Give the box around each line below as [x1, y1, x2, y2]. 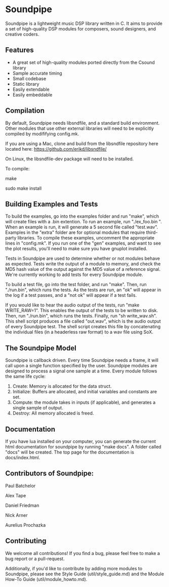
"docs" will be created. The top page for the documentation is [5, 449, 134, 455]
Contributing [5, 537, 47, 545]
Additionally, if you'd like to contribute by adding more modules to [5, 565, 143, 571]
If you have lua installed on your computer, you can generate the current [5, 438, 156, 444]
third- [146, 229, 158, 235]
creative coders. [5, 31, 39, 37]
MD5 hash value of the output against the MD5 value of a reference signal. [5, 266, 161, 272]
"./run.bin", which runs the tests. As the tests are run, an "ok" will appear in [5, 287, 161, 293]
